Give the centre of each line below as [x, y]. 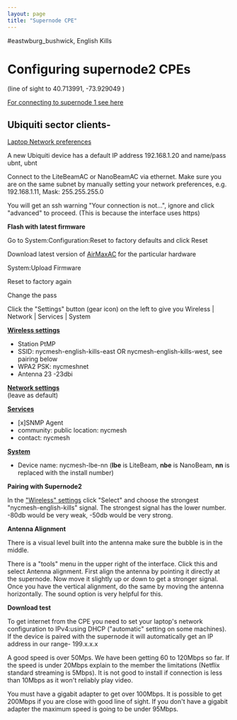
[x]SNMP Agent [40, 423]
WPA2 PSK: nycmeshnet [53, 367]
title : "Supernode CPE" [42, 21]
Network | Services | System [49, 316]
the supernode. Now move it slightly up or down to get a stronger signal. [113, 579]
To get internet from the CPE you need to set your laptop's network [105, 622]
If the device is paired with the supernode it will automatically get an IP [110, 636]
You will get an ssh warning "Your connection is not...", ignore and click [111, 205]
